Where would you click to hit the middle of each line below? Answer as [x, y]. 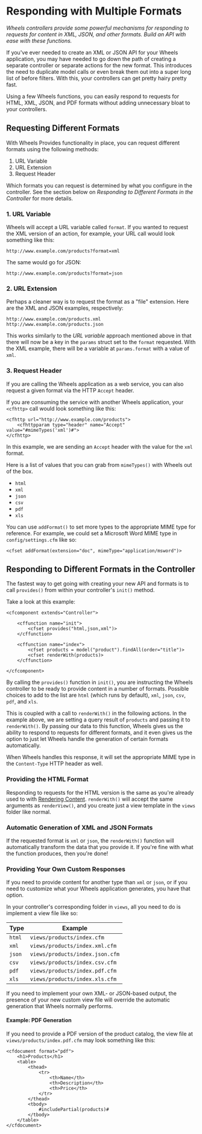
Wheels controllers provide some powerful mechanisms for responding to [98, 28]
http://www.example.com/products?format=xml [63, 251]
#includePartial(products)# [74, 1109]
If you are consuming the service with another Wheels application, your [95, 402]
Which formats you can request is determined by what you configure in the [99, 185]
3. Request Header [34, 371]
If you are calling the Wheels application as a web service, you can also [95, 384]
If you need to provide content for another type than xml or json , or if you [97, 882]
